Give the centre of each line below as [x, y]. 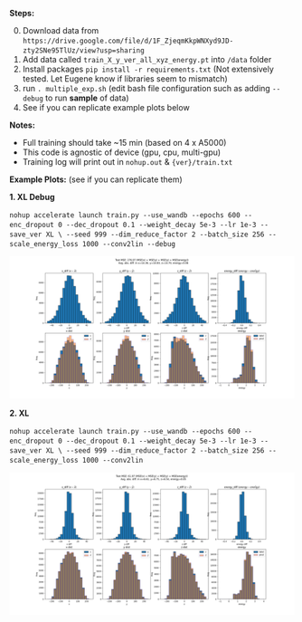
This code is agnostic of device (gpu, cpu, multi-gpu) [122, 152]
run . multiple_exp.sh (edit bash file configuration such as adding [146, 88]
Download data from [61, 30]
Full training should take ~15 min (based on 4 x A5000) [124, 143]
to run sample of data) [87, 98]
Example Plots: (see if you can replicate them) [96, 179]
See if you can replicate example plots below [106, 107]
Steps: [22, 13]
